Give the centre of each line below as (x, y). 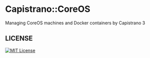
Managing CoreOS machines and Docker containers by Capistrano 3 (75, 23)
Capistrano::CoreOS (48, 9)
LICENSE (19, 38)
